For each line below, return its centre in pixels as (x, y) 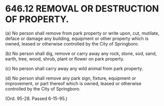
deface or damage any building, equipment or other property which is (77, 38)
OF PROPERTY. (37, 19)
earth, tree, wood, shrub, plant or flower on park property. (65, 58)
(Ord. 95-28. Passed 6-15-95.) (36, 98)
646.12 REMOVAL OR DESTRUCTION (82, 9)
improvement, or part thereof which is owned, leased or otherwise (73, 83)
